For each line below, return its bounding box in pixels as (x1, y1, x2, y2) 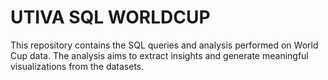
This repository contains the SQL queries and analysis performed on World (10, 39, 319, 51)
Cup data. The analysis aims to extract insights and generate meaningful (10, 49, 309, 61)
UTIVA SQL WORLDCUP (10, 6, 211, 29)
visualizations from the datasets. (10, 60, 145, 72)
